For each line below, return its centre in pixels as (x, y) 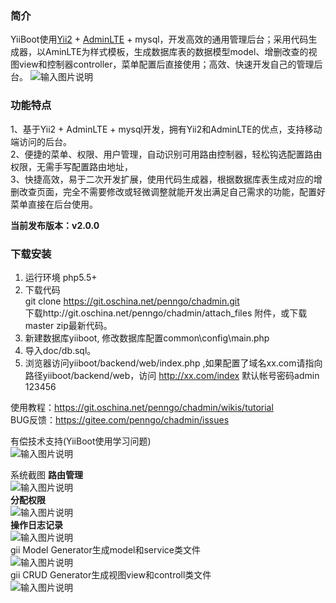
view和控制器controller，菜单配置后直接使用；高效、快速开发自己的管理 (166, 64)
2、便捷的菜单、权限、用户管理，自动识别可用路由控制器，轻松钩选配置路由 (166, 154)
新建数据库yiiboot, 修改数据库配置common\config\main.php (147, 338)
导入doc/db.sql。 (60, 350)
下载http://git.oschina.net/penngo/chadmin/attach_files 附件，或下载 (166, 313)
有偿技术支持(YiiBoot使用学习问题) (81, 441)
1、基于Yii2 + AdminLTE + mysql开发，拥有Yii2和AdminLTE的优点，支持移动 (166, 129)
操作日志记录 (36, 524)
